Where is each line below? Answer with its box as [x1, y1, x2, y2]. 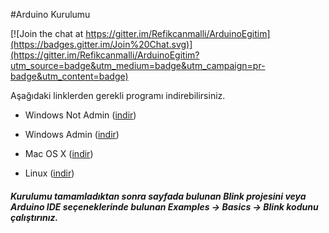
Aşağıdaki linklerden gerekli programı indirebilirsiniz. [10, 90, 226, 101]
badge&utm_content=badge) [10, 70, 129, 82]
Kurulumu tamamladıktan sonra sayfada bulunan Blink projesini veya [10, 190, 307, 202]
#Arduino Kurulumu [10, 9, 91, 20]
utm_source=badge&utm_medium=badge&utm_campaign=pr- [10, 60, 266, 71]
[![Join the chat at [10, 28, 84, 39]
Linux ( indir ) [24, 167, 75, 179]
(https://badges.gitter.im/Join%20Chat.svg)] [10, 39, 193, 50]
